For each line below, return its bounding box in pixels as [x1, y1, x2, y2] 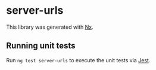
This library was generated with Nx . [6, 23, 93, 31]
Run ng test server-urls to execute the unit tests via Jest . [6, 56, 151, 63]
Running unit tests [6, 41, 76, 51]
